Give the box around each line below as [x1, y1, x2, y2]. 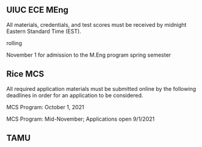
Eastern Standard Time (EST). [6, 27, 81, 35]
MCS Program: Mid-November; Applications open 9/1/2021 [6, 115, 155, 123]
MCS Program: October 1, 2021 [6, 103, 84, 110]
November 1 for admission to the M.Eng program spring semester [6, 51, 171, 59]
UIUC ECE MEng [6, 5, 69, 15]
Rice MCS [6, 69, 45, 79]
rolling [6, 39, 23, 46]
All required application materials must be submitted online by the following [6, 85, 196, 92]
